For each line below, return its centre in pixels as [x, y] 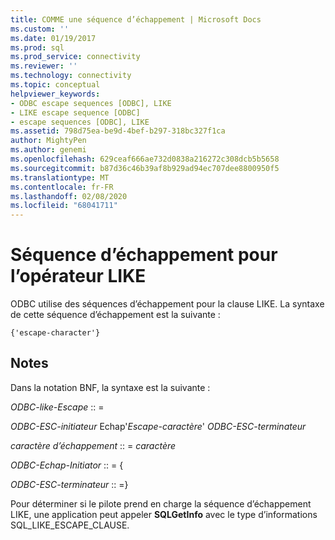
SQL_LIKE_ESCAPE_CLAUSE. [70, 525]
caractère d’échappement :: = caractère [93, 445]
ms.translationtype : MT [60, 177]
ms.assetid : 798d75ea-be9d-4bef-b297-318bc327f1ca [118, 131]
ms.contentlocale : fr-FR [62, 187]
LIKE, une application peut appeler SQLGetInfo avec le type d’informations [164, 514]
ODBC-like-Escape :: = [57, 407]
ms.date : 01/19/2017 [53, 38]
